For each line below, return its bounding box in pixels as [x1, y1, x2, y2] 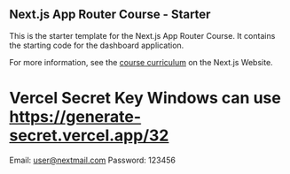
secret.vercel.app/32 [9, 125, 169, 145]
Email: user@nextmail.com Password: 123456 [9, 155, 176, 165]
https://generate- [9, 107, 142, 126]
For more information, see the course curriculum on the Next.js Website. [9, 57, 273, 67]
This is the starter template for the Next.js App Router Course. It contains [9, 30, 276, 41]
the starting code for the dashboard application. [9, 40, 184, 50]
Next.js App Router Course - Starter [9, 7, 211, 22]
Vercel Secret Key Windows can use [9, 88, 281, 108]
